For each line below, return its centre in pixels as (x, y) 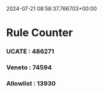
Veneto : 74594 (29, 68)
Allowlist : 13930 (31, 83)
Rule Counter (40, 33)
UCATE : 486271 (30, 51)
